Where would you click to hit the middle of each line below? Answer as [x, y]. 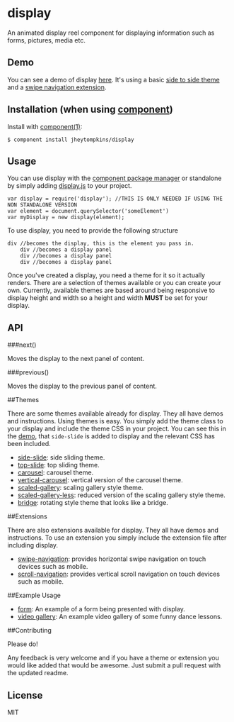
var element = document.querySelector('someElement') [88, 211]
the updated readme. [38, 673]
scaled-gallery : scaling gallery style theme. [80, 488]
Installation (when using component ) [90, 110]
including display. [33, 545]
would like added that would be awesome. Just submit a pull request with [114, 665]
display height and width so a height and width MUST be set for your [108, 298]
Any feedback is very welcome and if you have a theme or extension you [113, 658]
